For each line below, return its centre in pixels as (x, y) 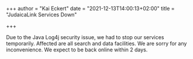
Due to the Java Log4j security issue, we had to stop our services (85, 37)
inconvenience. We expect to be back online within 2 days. (77, 50)
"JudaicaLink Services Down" (42, 15)
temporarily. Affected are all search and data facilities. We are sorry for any (96, 44)
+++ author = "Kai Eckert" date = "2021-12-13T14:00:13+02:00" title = (90, 8)
